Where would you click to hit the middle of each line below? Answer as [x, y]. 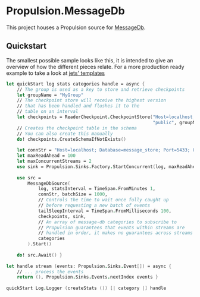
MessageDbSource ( [49, 183]
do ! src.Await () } [40, 255]
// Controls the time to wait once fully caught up [103, 200]
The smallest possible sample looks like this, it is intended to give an [90, 60]
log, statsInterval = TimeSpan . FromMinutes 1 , [97, 189]
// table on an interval [48, 112]
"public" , [165, 122]
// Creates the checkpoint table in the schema [77, 128]
